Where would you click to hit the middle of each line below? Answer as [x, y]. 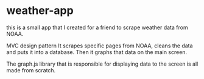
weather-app [40, 11]
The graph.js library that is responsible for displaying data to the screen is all [102, 64]
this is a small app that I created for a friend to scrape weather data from [97, 27]
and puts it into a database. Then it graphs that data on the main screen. [97, 52]
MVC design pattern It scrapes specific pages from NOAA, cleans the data [100, 46]
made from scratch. [31, 70]
